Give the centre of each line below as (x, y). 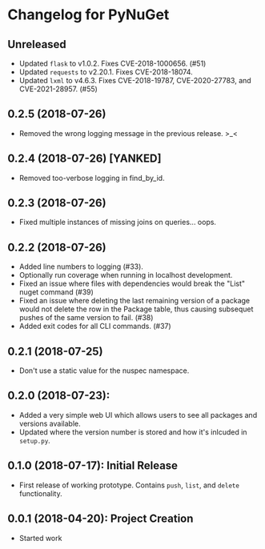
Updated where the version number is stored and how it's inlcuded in (133, 432)
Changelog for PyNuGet (88, 15)
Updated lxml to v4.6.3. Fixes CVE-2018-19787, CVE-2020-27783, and (135, 80)
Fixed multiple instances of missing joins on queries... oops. (118, 222)
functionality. (40, 493)
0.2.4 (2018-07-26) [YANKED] (84, 159)
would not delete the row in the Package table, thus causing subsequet (136, 309)
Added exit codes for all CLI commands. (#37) (95, 327)
